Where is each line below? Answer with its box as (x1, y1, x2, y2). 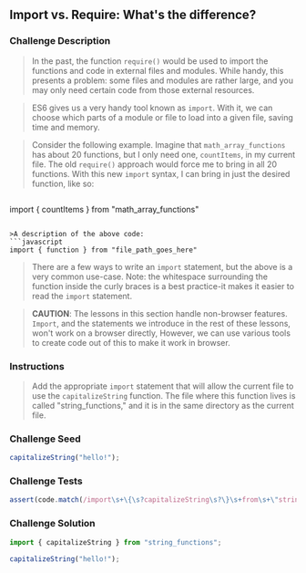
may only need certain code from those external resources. (31, 84, 255, 95)
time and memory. (31, 121, 100, 132)
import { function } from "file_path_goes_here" (9, 245, 198, 255)
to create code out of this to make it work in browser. (31, 337, 230, 348)
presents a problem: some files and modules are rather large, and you (31, 75, 294, 86)
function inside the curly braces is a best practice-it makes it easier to (31, 280, 294, 291)
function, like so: (31, 178, 95, 189)
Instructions (9, 359, 66, 372)
